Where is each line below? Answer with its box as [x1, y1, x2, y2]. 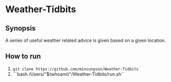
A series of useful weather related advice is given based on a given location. [5, 37, 166, 43]
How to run [5, 52, 41, 61]
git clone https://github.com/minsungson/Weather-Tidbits [12, 66, 139, 72]
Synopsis [5, 24, 36, 33]
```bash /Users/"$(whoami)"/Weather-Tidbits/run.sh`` [12, 71, 125, 77]
